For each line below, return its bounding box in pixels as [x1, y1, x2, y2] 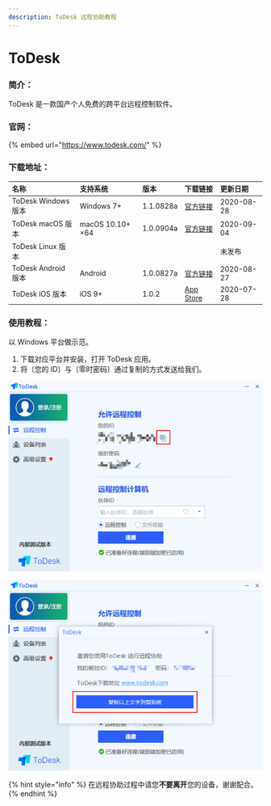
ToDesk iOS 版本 [11, 289, 67, 299]
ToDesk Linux [11, 241, 57, 251]
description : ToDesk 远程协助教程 [8, 13, 117, 21]
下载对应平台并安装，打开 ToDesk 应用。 [19, 354, 156, 364]
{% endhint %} [8, 789, 58, 799]
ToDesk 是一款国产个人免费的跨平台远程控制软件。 [8, 99, 177, 109]
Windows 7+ [79, 201, 123, 211]
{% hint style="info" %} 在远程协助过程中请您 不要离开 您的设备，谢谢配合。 [8, 780, 258, 790]
